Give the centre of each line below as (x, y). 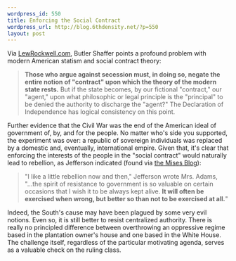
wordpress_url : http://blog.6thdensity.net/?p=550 (83, 27)
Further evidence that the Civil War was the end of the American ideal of (112, 126)
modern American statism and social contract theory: (84, 61)
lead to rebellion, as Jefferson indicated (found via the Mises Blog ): (104, 163)
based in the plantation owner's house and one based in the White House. (114, 235)
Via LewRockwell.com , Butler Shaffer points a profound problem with (107, 53)
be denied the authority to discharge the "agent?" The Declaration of (124, 104)
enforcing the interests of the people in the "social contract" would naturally (117, 155)
